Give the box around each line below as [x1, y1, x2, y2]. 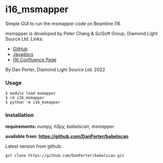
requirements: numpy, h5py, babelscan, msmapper [5, 123, 114, 129]
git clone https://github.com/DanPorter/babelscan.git [5, 153, 125, 158]
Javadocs [12, 51, 34, 57]
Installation [5, 111, 34, 119]
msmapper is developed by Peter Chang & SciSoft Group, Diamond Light [5, 30, 158, 36]
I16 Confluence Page [12, 56, 57, 62]
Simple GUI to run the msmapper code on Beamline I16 [5, 20, 121, 27]
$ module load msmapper [5, 91, 56, 96]
